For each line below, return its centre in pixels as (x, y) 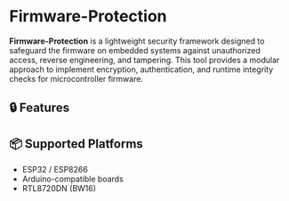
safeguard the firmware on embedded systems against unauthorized (135, 50)
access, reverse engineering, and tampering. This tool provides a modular (144, 60)
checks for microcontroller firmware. (76, 78)
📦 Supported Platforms (76, 144)
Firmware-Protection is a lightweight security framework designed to (137, 41)
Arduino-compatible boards (73, 179)
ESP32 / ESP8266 (55, 170)
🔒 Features (39, 108)
